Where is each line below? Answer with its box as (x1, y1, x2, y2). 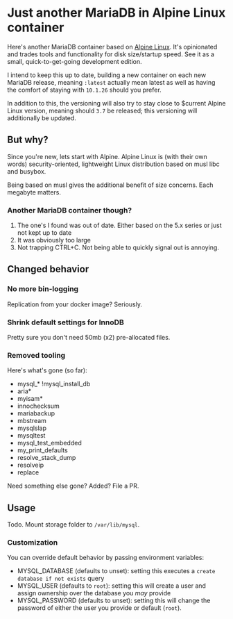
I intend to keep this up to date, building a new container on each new (7, 71, 207, 79)
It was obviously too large (17, 236, 92, 245)
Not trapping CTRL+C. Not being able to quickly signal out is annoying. (17, 243, 220, 251)
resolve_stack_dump (17, 454, 76, 462)
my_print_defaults (17, 446, 68, 454)
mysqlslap (17, 424, 47, 432)
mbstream (17, 417, 47, 425)
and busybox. (7, 167, 46, 175)
